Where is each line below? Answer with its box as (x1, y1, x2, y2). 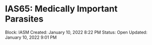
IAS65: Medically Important (5, 3, 118, 14)
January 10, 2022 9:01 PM (5, 34, 57, 40)
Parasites (5, 13, 43, 24)
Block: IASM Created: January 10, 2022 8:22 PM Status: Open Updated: (5, 29, 148, 35)
